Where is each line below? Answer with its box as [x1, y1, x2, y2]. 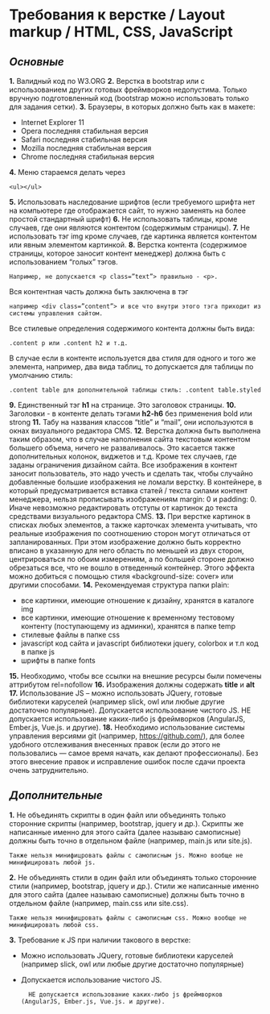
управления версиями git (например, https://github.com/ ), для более [9, 731, 245, 741]
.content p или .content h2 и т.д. [9, 339, 129, 347]
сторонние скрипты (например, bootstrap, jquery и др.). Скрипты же [9, 818, 244, 828]
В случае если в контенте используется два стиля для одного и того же [9, 353, 256, 363]
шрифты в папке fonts [20, 655, 96, 665]
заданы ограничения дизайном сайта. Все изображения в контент [9, 460, 238, 469]
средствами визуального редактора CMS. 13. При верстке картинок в [9, 512, 252, 521]
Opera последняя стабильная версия [20, 127, 149, 135]
